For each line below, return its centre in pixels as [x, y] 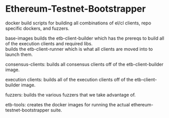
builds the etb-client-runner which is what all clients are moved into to [79, 49]
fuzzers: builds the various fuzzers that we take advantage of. [70, 95]
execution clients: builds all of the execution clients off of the [69, 79]
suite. [56, 110]
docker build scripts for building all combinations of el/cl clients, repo [78, 23]
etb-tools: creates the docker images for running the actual [68, 104]
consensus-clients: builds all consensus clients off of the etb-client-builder [84, 64]
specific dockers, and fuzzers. [37, 28]
